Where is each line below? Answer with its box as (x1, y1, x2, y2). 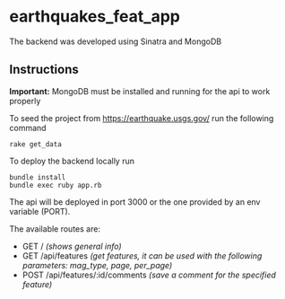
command (9, 122, 47, 133)
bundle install (9, 172, 66, 181)
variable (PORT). (9, 206, 71, 216)
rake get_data (9, 139, 63, 149)
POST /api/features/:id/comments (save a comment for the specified (22, 269, 276, 280)
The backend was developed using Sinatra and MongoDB (9, 36, 222, 47)
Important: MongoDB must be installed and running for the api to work (9, 85, 271, 96)
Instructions (9, 62, 79, 77)
